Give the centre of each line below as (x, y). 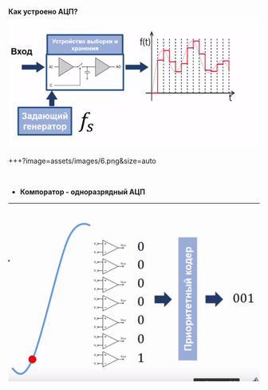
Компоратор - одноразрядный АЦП (83, 192)
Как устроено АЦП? (43, 12)
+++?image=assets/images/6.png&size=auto (83, 161)
